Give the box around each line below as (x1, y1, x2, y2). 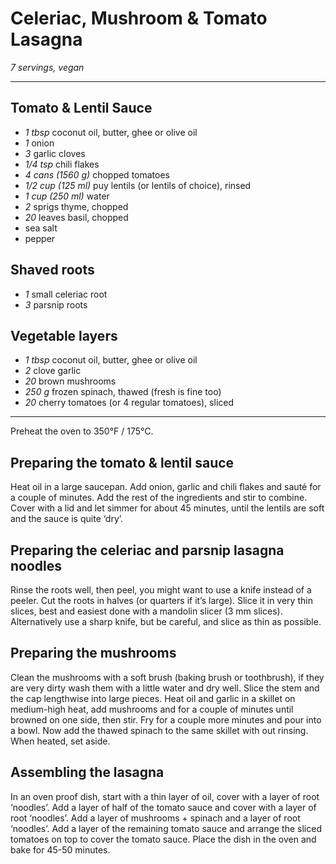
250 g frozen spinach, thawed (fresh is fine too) (24, 386, 222, 398)
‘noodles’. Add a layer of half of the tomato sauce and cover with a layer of (10, 801, 317, 813)
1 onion (24, 137, 55, 149)
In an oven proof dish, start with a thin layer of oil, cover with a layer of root (10, 790, 320, 802)
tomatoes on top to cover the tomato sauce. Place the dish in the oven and (10, 833, 317, 845)
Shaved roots (10, 262, 95, 279)
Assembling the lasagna (10, 764, 165, 781)
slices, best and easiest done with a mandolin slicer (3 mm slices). (10, 605, 283, 617)
